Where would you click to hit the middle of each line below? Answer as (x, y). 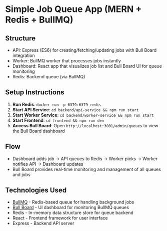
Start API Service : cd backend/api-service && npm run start (75, 110)
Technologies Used (36, 190)
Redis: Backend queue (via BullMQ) (49, 77)
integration (23, 55)
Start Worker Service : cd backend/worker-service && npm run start (83, 115)
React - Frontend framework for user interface (60, 218)
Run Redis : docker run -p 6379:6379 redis (57, 104)
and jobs (21, 174)
